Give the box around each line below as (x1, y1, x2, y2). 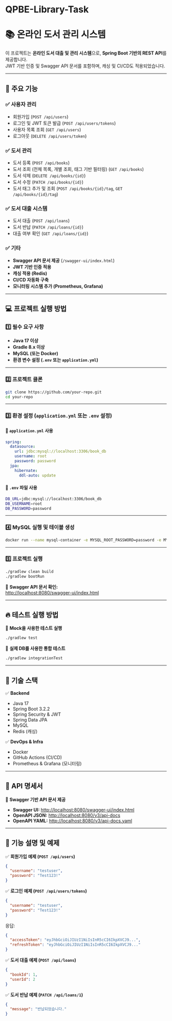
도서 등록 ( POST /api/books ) (12, 160, 70, 166)
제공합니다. (5, 57, 28, 63)
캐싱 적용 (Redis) (12, 270, 48, 276)
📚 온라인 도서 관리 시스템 (5, 29, 106, 41)
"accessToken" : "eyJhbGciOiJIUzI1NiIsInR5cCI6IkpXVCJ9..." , (10, 938, 141, 943)
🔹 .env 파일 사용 (5, 485, 37, 491)
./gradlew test (5, 636, 38, 641)
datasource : (10, 444, 36, 449)
